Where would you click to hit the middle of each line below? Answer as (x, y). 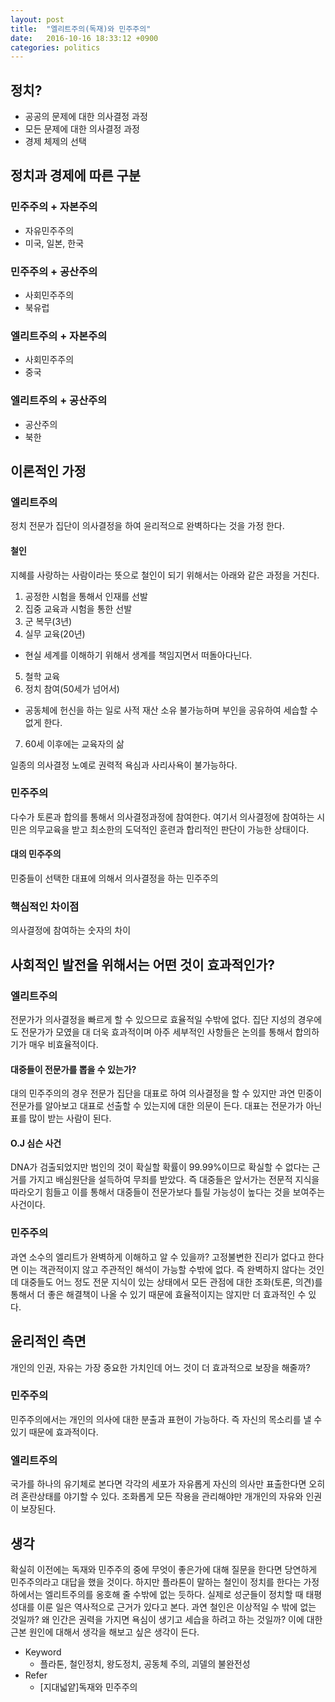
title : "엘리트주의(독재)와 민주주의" (81, 29)
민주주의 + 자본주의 (54, 207)
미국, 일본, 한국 (54, 243)
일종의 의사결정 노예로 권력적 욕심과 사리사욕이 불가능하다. (124, 765)
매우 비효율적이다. (63, 1045)
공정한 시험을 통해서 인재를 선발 (86, 596)
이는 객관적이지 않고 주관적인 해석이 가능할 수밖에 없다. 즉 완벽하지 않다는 (163, 1269)
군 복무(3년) (48, 621)
